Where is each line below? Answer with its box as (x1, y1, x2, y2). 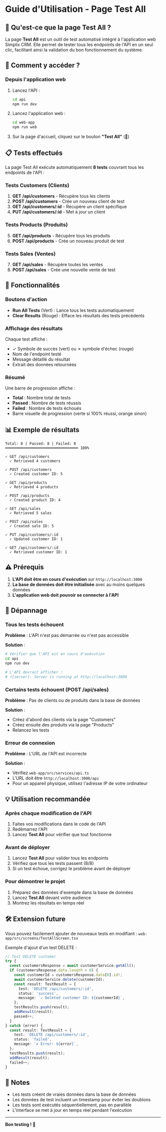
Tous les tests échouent (5, 621, 64, 628)
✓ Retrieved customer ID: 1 (9, 549, 68, 555)
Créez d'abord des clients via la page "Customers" (12, 717, 116, 723)
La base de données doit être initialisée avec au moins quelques (12, 581, 145, 587)
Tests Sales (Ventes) (5, 250, 56, 257)
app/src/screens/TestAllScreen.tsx (5, 936, 79, 941)
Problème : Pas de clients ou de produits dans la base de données (5, 697, 141, 703)
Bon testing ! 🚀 (5, 1122, 36, 1128)
